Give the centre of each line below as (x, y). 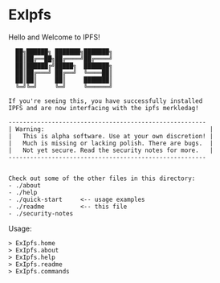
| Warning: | (111, 129)
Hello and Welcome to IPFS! (54, 37)
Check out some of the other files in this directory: (102, 178)
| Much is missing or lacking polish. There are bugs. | (111, 143)
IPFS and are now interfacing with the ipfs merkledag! (104, 108)
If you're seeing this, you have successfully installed (106, 101)
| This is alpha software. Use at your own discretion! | (111, 136)
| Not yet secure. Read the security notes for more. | (111, 150)
